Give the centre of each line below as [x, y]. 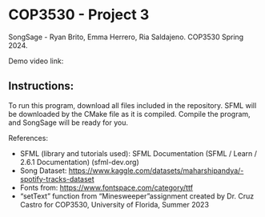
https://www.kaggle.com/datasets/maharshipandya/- [156, 171]
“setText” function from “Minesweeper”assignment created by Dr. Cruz [137, 196]
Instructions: [41, 86]
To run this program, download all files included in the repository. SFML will [132, 105]
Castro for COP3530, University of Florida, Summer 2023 [114, 204]
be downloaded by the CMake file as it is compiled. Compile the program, [129, 114]
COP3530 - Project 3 [79, 15]
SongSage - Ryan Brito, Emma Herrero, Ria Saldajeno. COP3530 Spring [126, 37]
